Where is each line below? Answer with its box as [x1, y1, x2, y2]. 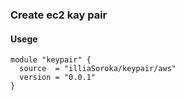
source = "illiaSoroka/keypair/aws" [19, 64, 177, 74]
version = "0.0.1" [19, 73, 97, 83]
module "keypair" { [10, 55, 92, 65]
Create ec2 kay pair [10, 8, 108, 22]
